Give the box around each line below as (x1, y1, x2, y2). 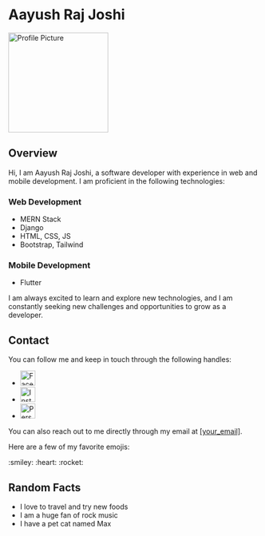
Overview (8, 146, 58, 161)
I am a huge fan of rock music (19, 510, 118, 520)
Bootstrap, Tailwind (19, 240, 84, 249)
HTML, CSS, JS (19, 232, 71, 241)
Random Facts (8, 481, 81, 494)
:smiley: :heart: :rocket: (8, 458, 84, 467)
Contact (8, 333, 49, 347)
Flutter (19, 278, 42, 288)
